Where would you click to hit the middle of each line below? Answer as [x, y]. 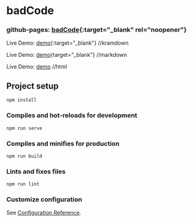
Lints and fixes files [36, 171]
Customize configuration [44, 199]
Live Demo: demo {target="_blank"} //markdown [67, 55]
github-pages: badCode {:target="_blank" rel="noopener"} [96, 30]
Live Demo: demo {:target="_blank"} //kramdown [67, 43]
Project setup [33, 86]
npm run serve [25, 128]
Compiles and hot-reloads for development [72, 116]
